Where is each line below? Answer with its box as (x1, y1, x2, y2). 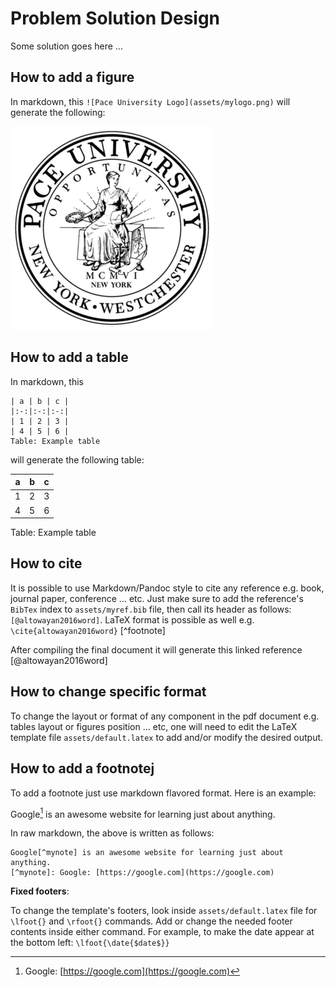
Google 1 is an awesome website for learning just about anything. (10, 806, 276, 820)
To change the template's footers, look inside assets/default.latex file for (10, 905, 318, 917)
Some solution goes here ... (10, 40, 123, 52)
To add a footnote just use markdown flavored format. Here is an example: (10, 787, 317, 799)
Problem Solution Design (10, 7, 221, 30)
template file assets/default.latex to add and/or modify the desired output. (10, 731, 324, 743)
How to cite (10, 555, 83, 572)
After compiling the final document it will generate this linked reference (10, 643, 303, 656)
